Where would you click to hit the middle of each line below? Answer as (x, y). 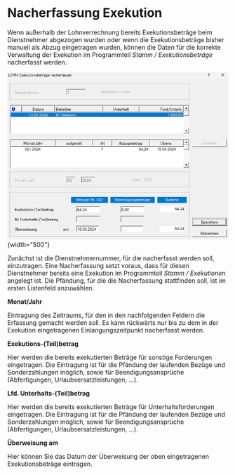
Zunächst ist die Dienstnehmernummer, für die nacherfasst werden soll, (111, 258)
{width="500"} (29, 244)
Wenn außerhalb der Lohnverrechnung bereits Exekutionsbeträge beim (110, 32)
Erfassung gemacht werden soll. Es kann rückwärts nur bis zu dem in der (113, 322)
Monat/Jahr (25, 301)
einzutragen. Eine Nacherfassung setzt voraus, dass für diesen (98, 265)
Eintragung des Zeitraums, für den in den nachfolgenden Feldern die (106, 315)
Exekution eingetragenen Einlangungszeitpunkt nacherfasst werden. (106, 330)
